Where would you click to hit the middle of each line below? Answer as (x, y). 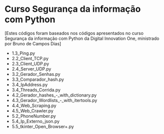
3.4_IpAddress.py (30, 84)
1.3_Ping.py (23, 53)
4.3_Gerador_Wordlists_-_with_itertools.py (54, 100)
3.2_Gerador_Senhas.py (36, 74)
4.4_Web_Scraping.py (34, 105)
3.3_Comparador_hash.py (38, 79)
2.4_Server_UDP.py (31, 69)
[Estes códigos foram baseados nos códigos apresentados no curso (74, 33)
